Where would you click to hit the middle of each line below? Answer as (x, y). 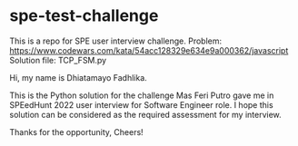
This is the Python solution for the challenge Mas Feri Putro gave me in (142, 95)
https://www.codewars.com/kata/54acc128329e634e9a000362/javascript (149, 50)
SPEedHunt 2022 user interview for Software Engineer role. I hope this (142, 104)
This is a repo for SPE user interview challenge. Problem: (116, 41)
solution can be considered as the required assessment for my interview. (145, 114)
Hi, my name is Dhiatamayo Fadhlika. (78, 77)
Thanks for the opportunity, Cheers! (76, 131)
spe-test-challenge (84, 16)
